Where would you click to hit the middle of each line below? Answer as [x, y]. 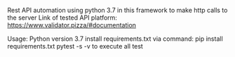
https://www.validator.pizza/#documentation [72, 25]
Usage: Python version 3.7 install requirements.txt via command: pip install [115, 39]
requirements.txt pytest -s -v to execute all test [75, 46]
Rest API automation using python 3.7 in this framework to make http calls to [117, 10]
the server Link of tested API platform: [62, 18]
